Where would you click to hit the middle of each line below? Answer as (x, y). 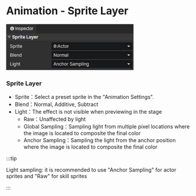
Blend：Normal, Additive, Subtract (56, 104)
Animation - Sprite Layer (67, 11)
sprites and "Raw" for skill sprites (47, 176)
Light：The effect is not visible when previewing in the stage (88, 112)
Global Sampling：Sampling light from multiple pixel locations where (107, 127)
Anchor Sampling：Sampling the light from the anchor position (99, 140)
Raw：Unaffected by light (55, 119)
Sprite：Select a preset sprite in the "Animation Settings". (84, 97)
